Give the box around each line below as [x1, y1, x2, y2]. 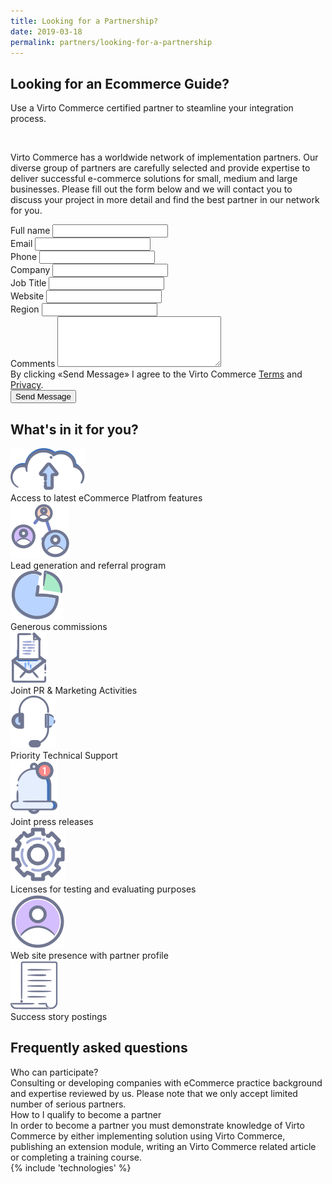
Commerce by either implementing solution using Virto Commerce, [10, 1130, 286, 1142]
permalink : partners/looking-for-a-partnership [10, 37, 213, 47]
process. [10, 113, 47, 125]
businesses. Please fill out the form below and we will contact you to [10, 183, 293, 195]
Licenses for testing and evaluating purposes [10, 883, 197, 895]
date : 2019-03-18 [10, 26, 83, 37]
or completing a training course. [10, 1151, 143, 1163]
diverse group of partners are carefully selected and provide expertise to [10, 162, 311, 174]
